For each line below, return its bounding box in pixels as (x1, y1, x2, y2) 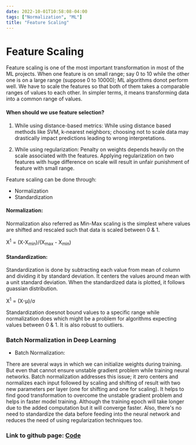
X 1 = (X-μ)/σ (6, 296, 36, 305)
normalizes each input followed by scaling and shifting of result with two (6, 379, 181, 386)
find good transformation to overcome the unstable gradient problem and (6, 392, 183, 399)
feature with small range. (14, 164, 75, 171)
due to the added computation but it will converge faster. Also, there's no (6, 404, 182, 412)
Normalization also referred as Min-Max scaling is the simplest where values (6, 220, 191, 227)
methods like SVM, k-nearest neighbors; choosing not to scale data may (14, 128, 189, 135)
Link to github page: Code (6, 431, 81, 440)
